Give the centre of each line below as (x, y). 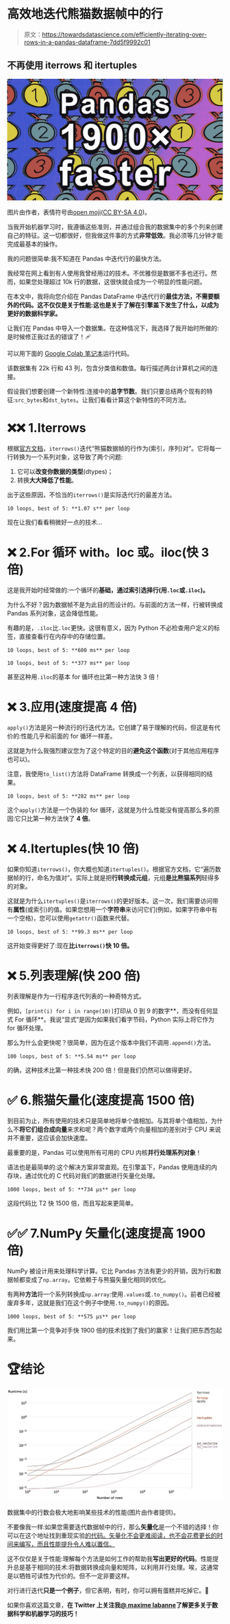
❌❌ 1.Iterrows (47, 428)
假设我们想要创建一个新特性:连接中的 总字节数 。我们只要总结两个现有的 (107, 392)
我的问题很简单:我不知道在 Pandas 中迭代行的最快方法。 (86, 259)
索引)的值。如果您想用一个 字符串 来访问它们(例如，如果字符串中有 (125, 910)
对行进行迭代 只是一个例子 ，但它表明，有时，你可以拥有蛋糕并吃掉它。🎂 (108, 1590)
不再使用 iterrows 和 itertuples (72, 66)
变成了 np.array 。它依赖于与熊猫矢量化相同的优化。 (97, 1279)
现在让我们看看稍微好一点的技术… (55, 522)
